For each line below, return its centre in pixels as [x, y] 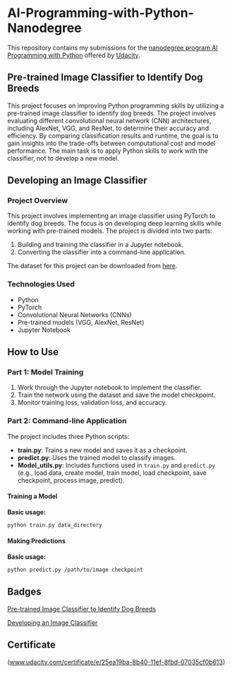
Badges [24, 592]
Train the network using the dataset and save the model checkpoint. [116, 395]
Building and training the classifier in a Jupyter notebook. [100, 245]
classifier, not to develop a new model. [63, 158]
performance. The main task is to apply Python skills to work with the [108, 151]
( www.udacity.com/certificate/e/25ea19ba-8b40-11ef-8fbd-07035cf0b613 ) [116, 662]
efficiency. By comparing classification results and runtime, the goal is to [113, 135]
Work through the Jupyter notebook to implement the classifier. [110, 388]
